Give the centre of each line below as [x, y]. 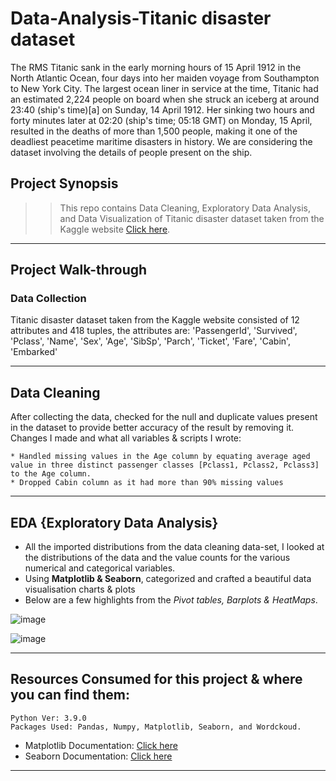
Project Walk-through [79, 270]
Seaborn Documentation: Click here [98, 756]
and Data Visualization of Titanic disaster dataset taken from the [192, 218]
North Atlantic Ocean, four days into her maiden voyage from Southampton [165, 78]
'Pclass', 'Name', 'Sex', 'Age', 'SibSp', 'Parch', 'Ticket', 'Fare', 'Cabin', [151, 341]
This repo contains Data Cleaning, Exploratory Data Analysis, [185, 208]
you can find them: [70, 695]
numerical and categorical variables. [100, 568]
